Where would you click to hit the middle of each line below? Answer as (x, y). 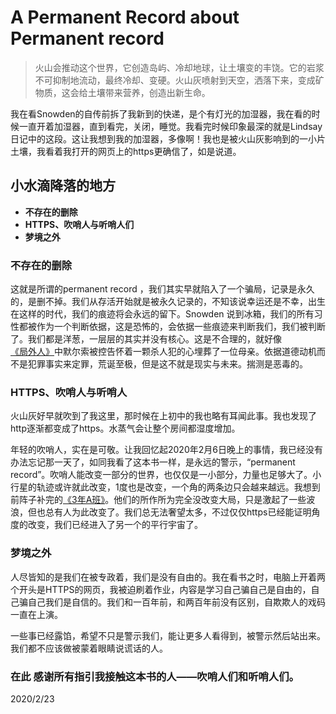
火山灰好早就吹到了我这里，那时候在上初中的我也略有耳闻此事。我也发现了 (163, 416)
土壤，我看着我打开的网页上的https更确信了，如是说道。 (126, 151)
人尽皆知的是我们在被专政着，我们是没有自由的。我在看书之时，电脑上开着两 (168, 577)
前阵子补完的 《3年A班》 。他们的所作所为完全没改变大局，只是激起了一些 (158, 500)
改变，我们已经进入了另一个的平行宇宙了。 (115, 525)
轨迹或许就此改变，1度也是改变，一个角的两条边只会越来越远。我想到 (178, 487)
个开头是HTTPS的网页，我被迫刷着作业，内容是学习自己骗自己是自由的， (161, 589)
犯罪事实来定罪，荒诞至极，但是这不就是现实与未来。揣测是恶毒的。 (167, 364)
